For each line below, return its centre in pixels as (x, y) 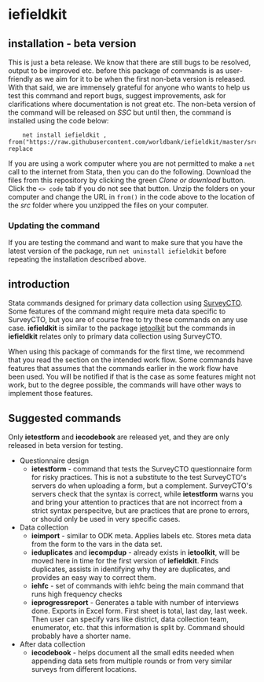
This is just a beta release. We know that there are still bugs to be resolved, (130, 62)
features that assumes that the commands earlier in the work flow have (123, 368)
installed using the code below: (59, 121)
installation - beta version (72, 44)
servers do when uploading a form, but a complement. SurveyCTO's (142, 486)
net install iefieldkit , (65, 135)
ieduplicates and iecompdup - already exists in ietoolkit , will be (136, 552)
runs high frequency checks (77, 594)
